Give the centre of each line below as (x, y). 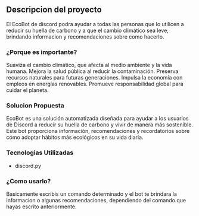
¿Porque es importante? (42, 52)
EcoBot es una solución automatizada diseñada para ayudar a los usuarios (97, 119)
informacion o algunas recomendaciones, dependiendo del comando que (96, 200)
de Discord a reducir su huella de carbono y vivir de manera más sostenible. (100, 125)
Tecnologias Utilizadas (40, 153)
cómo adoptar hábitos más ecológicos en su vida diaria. (75, 137)
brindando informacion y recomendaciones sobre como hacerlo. (85, 36)
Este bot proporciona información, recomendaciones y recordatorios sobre (98, 131)
